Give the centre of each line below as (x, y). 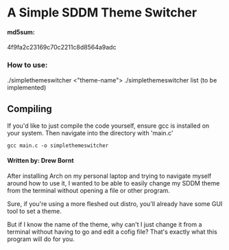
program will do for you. (41, 239)
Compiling (30, 109)
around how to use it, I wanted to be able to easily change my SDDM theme (113, 183)
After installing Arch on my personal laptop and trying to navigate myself (109, 176)
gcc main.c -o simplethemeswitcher (58, 146)
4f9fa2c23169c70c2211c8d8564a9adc (62, 47)
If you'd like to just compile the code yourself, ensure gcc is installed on (108, 126)
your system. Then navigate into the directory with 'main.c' (90, 133)
